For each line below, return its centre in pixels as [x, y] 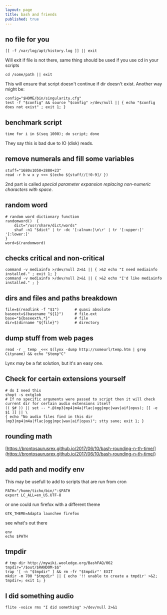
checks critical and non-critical [55, 258]
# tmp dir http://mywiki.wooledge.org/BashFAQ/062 [59, 563]
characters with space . [29, 189]
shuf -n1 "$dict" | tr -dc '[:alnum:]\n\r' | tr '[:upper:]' [79, 230]
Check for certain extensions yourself [65, 379]
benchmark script [34, 122]
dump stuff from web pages [49, 338]
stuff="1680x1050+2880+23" [33, 170]
